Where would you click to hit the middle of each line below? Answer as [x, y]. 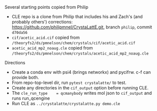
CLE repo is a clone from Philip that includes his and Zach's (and [77, 16]
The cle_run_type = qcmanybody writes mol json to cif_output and [82, 93]
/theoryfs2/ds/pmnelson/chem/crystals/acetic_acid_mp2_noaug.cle [80, 54]
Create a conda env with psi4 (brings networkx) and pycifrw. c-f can [81, 72]
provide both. [25, 77]
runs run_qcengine [31, 98]
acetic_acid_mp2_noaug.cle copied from [52, 48]
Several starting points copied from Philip [47, 7]
